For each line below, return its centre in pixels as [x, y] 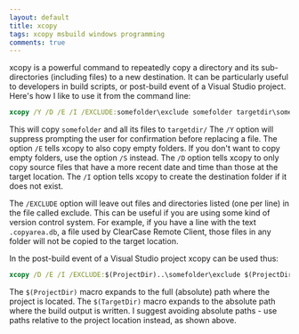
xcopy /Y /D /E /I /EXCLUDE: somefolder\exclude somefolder [121, 112]
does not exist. [36, 186]
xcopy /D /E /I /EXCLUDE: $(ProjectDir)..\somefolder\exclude [125, 275]
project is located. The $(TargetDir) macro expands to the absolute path [142, 301]
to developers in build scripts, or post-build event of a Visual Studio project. [148, 86]
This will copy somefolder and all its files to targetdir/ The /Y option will [141, 129]
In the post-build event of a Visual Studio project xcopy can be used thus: [144, 258]
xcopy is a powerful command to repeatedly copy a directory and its [134, 68]
